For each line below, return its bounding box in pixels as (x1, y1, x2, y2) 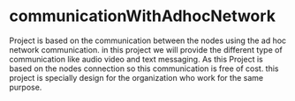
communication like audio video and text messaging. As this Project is (9, 54, 263, 64)
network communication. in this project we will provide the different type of (9, 44, 283, 54)
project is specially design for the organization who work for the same (9, 72, 263, 83)
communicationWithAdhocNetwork (9, 6, 276, 26)
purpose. (9, 82, 42, 92)
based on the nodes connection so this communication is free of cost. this (9, 63, 280, 74)
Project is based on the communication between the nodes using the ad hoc (9, 35, 287, 46)
